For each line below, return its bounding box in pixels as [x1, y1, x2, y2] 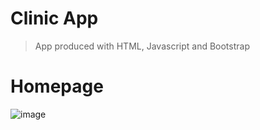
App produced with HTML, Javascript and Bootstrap [34, 40, 250, 52]
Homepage [10, 75, 104, 98]
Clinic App [10, 7, 99, 30]
